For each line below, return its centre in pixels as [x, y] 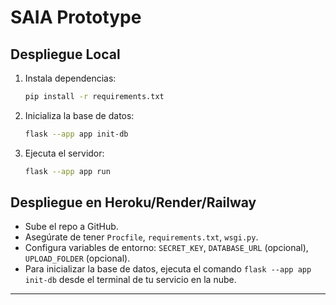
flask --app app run [67, 171]
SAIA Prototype [76, 17]
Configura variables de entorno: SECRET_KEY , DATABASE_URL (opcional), [166, 248]
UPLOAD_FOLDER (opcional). [77, 258]
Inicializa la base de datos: [79, 115]
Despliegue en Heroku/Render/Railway [133, 202]
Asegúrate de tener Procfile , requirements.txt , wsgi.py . [141, 237]
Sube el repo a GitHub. [71, 227]
